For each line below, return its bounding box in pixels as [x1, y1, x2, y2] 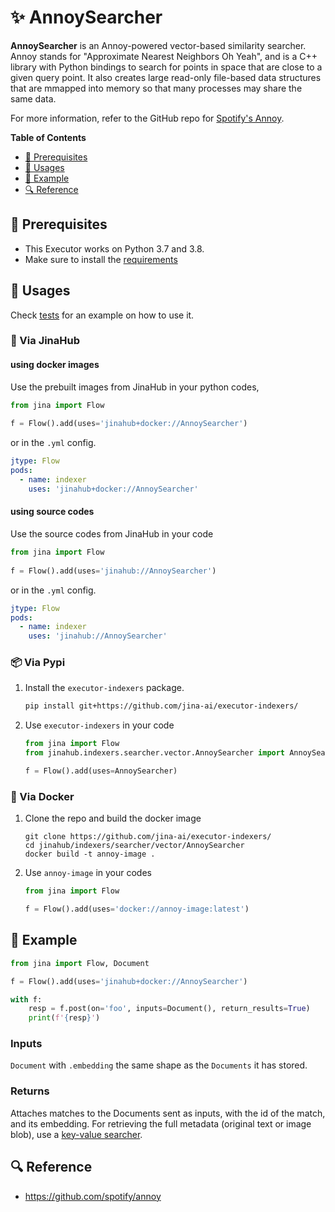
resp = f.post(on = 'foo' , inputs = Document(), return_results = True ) [28, 1004, 311, 1014]
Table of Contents [10, 131, 87, 143]
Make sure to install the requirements [24, 253, 178, 265]
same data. [10, 92, 57, 105]
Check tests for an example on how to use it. [10, 309, 195, 321]
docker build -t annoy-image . [24, 849, 156, 860]
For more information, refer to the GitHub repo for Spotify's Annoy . [10, 112, 285, 124]
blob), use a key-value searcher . [10, 1128, 143, 1140]
